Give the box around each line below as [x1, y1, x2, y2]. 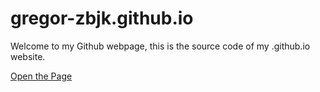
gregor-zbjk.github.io [10, 7, 194, 30]
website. [10, 50, 46, 62]
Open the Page [10, 70, 73, 82]
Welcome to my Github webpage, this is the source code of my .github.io [10, 40, 311, 52]
